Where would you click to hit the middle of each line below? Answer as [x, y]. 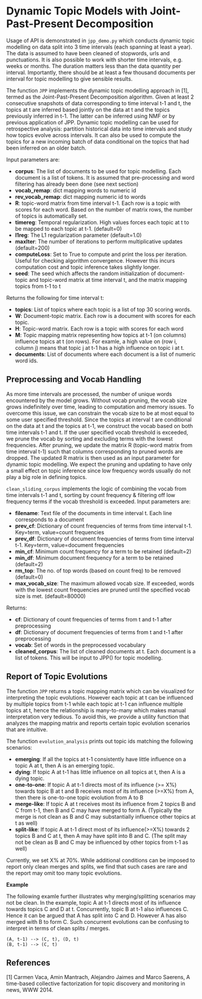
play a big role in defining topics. [47, 477]
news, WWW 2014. [30, 990]
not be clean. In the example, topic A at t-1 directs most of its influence [94, 902]
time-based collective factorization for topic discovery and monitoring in [96, 983]
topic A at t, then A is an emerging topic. [65, 765]
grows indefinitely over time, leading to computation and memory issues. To [100, 406]
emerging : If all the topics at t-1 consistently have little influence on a [100, 759]
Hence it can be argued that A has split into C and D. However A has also [96, 915]
